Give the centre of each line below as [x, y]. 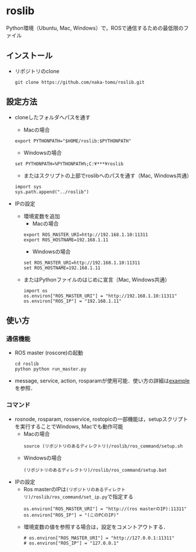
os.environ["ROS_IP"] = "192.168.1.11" [73, 301]
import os [36, 290]
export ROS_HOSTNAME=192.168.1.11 [66, 240]
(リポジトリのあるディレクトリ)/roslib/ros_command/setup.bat [95, 470]
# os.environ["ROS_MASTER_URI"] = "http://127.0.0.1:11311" [99, 538]
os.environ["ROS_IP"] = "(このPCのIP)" [71, 515]
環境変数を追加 [42, 216]
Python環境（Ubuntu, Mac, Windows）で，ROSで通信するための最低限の [95, 28]
